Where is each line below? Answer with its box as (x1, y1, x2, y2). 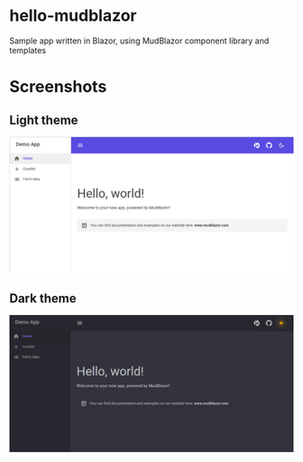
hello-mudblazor (9, 5, 137, 26)
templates (9, 44, 47, 55)
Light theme (9, 112, 78, 127)
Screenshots (9, 77, 107, 97)
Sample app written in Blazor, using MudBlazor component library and (9, 35, 270, 46)
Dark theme (9, 291, 77, 306)
